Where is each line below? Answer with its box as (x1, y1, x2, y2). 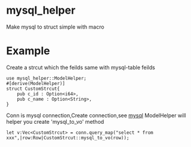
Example (6, 44, 50, 58)
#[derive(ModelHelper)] (6, 80, 66, 86)
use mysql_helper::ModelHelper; (6, 75, 87, 81)
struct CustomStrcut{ (6, 86, 60, 92)
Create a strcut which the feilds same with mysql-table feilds (6, 64, 155, 71)
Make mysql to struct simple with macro (6, 23, 104, 30)
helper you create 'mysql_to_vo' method (6, 118, 104, 125)
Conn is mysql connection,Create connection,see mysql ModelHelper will (6, 111, 186, 119)
